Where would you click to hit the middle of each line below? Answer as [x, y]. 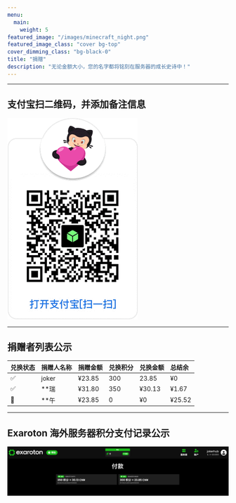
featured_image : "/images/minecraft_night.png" [78, 37]
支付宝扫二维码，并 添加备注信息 [77, 104]
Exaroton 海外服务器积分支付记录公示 [88, 433]
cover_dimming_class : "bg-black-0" [59, 52]
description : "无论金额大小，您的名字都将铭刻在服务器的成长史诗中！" [99, 67]
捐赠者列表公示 [40, 347]
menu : [15, 15]
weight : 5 [34, 30]
